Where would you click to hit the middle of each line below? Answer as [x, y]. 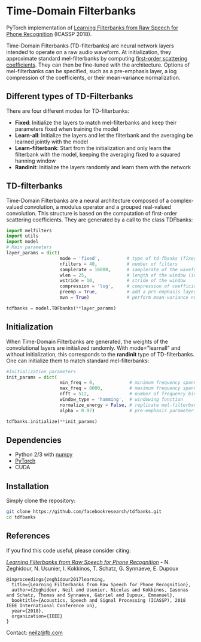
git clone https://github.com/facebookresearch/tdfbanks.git [84, 512]
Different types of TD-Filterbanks [70, 96]
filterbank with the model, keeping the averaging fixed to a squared [98, 154]
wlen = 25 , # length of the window [123, 275]
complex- [182, 200]
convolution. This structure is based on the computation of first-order [92, 213]
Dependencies [34, 440]
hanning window [35, 161]
